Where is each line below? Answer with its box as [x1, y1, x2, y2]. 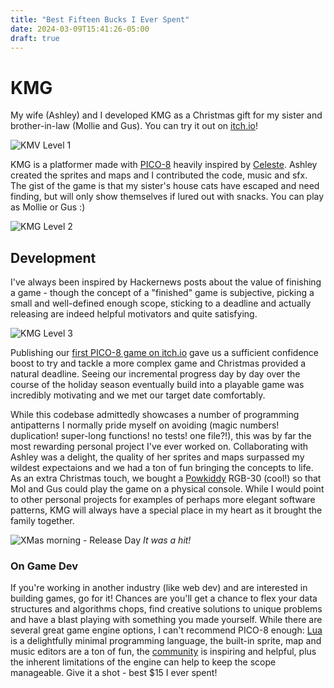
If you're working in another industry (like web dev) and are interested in [10, 582, 308, 594]
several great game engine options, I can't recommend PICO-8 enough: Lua [10, 624, 323, 636]
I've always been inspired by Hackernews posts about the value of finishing [10, 276, 322, 288]
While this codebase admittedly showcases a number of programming [10, 409, 300, 421]
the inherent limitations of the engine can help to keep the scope [10, 656, 277, 668]
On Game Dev [10, 559, 79, 573]
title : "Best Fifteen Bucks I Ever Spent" [10, 14, 190, 25]
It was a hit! [142, 534, 192, 546]
